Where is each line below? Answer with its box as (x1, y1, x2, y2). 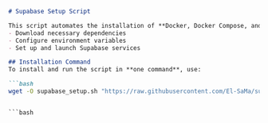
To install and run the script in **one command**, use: (8, 66, 202, 74)
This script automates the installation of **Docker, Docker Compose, (8, 21, 248, 29)
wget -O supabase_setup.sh (8, 87, 98, 95)
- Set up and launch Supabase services (8, 44, 141, 52)
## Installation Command (8, 58, 91, 67)
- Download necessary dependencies (8, 29, 127, 37)
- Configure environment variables (8, 37, 127, 44)
